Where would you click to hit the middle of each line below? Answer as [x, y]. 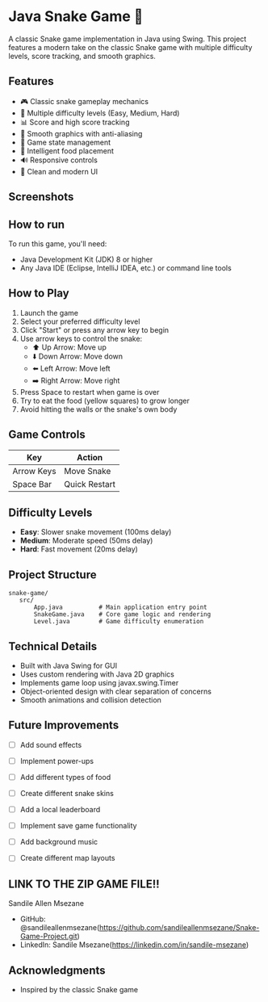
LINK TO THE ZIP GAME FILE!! [84, 884]
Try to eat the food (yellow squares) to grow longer [105, 400]
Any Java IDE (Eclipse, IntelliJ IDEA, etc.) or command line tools [126, 268]
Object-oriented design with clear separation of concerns [116, 692]
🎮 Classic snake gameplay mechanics [84, 101]
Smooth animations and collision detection [90, 700]
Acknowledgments [57, 970]
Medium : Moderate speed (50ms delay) [86, 541]
